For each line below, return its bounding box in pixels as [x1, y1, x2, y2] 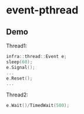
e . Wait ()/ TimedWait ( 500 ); [6, 103, 69, 109]
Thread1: [6, 42, 28, 49]
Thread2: [6, 91, 28, 98]
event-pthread [6, 4, 79, 17]
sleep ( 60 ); [6, 59, 33, 65]
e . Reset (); [6, 75, 33, 81]
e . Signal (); [6, 64, 35, 70]
